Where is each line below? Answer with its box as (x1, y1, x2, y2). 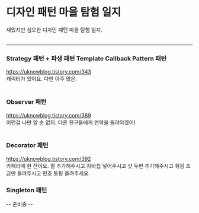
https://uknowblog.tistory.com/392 (6, 155, 91, 162)
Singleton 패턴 (6, 186, 47, 194)
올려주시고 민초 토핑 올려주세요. (17, 170, 90, 177)
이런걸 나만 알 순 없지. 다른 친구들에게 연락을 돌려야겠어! (6, 119, 136, 126)
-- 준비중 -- (6, 201, 34, 208)
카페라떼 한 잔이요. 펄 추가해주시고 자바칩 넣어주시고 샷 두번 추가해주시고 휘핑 (6, 162, 185, 169)
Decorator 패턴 (6, 141, 49, 150)
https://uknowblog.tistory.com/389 (6, 112, 91, 119)
